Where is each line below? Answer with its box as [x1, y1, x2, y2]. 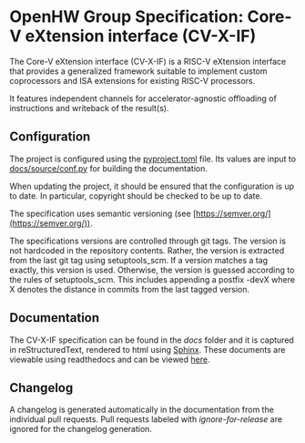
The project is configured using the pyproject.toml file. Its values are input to [9, 153, 297, 164]
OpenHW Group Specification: [9, 6, 244, 27]
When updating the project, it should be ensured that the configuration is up [9, 180, 294, 191]
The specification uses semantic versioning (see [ [9, 208, 197, 219]
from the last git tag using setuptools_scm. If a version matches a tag [9, 254, 269, 265]
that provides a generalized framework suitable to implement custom [9, 66, 268, 77]
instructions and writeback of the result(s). [9, 102, 169, 113]
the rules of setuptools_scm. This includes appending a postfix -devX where [9, 273, 296, 284]
